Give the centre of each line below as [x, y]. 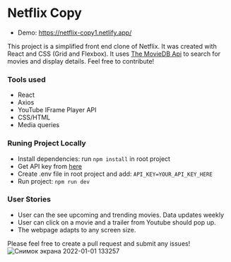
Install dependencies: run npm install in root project [94, 159]
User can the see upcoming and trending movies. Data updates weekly [121, 215]
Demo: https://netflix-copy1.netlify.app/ [75, 32]
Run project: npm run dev [54, 181]
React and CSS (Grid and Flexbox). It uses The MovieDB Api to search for [114, 54]
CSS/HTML [34, 117]
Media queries [38, 125]
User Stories [29, 199]
